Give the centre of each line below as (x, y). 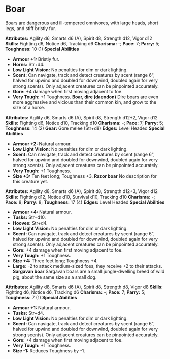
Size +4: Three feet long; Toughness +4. (55, 261)
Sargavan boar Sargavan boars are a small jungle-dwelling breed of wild (89, 271)
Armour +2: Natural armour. (42, 144)
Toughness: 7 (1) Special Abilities (41, 297)
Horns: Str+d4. (28, 64)
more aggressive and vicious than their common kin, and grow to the (84, 102)
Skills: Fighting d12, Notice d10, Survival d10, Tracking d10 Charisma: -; (80, 197)
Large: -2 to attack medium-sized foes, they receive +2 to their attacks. (87, 266)
